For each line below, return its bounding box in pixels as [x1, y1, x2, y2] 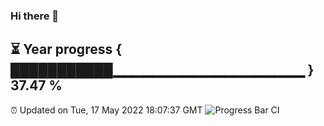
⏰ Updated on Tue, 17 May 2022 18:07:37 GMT [10, 104, 203, 116]
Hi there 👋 [10, 9, 60, 23]
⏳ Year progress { [10, 41, 123, 58]
